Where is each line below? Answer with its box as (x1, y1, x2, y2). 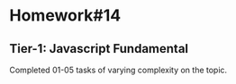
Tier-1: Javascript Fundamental (9, 41, 189, 56)
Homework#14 (9, 5, 122, 26)
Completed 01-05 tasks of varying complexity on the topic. (9, 64, 228, 75)
